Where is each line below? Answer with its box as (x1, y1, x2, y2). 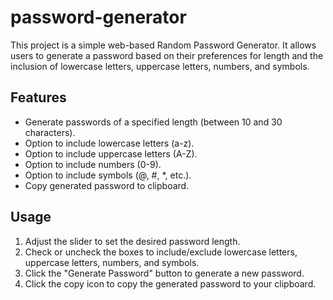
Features (10, 89, 67, 106)
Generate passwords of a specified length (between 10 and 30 (24, 116, 283, 128)
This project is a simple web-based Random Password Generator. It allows (10, 39, 317, 51)
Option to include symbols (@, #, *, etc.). (24, 169, 192, 181)
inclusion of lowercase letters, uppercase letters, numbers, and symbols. (10, 60, 310, 72)
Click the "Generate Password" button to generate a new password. (24, 267, 305, 279)
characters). (24, 126, 76, 138)
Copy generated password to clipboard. (24, 179, 190, 191)
